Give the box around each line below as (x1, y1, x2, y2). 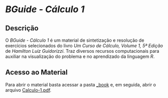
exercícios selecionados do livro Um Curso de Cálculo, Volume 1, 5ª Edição (5, 43, 163, 49)
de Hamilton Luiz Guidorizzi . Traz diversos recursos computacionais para (5, 48, 159, 54)
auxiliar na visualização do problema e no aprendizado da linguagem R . (5, 53, 155, 59)
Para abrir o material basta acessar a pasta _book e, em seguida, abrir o (5, 81, 156, 87)
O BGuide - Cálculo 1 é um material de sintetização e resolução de (5, 37, 145, 43)
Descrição (5, 24, 39, 32)
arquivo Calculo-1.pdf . (5, 87, 52, 93)
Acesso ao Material (5, 68, 68, 77)
